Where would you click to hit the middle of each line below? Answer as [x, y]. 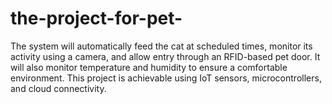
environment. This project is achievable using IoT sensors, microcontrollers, [166, 78]
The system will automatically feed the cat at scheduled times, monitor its [161, 46]
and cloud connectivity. [58, 88]
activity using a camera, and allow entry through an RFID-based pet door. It [165, 56]
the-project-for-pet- [96, 18]
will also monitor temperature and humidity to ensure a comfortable [149, 67]
